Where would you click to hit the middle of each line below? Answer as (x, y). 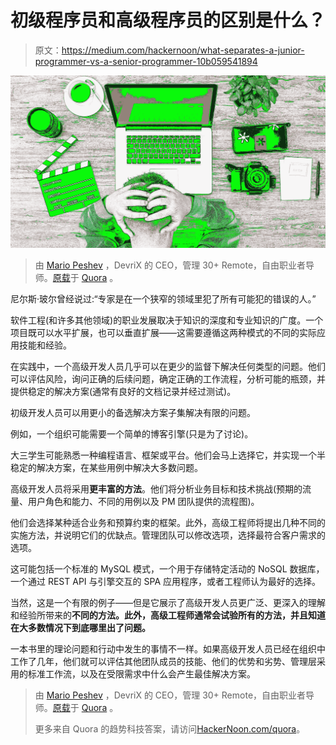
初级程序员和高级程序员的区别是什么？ (168, 20)
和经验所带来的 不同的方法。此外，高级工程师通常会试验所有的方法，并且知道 (168, 615)
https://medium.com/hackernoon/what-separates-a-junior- (183, 50)
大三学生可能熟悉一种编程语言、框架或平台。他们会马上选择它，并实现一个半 (168, 455)
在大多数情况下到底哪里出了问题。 (80, 628)
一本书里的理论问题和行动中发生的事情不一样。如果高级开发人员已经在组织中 (168, 649)
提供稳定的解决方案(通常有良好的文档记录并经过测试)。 (123, 392)
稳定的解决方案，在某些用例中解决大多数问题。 (106, 468)
